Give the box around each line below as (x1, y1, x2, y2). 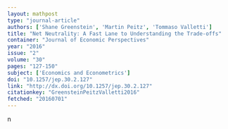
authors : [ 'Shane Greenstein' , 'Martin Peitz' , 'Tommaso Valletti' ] (7, 23, 213, 30)
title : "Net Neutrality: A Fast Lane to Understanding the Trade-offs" (7, 30, 222, 37)
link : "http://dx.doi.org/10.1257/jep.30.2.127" (7, 82, 153, 90)
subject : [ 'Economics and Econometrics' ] (7, 69, 131, 76)
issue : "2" (7, 50, 39, 57)
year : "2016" (7, 43, 46, 50)
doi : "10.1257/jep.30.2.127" (7, 75, 93, 83)
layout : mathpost (7, 10, 58, 18)
